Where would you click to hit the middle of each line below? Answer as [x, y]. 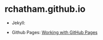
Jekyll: [18, 23]
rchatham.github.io [45, 9]
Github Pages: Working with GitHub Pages [55, 32]
